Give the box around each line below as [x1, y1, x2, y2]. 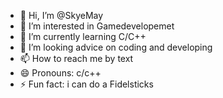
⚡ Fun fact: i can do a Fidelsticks [19, 78, 154, 90]
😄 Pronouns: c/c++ [19, 67, 102, 79]
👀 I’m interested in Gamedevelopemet [19, 20, 175, 32]
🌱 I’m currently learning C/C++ [19, 31, 147, 42]
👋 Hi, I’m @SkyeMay [19, 10, 104, 21]
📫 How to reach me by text [19, 53, 134, 64]
